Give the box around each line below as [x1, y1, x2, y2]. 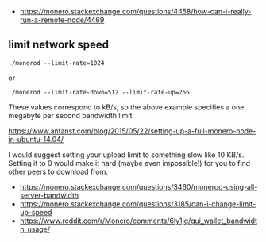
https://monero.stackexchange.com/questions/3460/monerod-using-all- [19, 182, 258, 191]
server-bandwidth [19, 190, 79, 200]
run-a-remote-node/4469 [19, 15, 105, 25]
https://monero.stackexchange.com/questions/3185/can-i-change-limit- [19, 198, 256, 209]
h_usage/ [19, 224, 50, 233]
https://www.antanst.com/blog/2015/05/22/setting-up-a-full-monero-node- [8, 126, 256, 136]
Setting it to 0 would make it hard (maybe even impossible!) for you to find [8, 158, 251, 167]
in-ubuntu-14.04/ [8, 134, 64, 144]
